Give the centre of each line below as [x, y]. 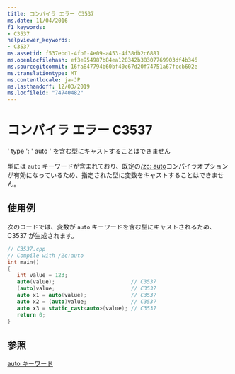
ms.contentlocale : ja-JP [44, 80]
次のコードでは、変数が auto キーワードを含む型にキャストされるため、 [111, 227]
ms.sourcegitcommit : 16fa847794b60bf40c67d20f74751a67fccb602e [103, 67]
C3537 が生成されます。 [42, 235]
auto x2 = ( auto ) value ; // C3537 [87, 302]
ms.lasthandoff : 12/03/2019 [49, 86]
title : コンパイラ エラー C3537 [51, 14]
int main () [23, 262]
